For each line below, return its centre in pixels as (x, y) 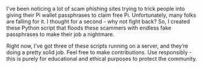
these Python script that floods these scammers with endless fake (89, 28)
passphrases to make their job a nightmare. (60, 34)
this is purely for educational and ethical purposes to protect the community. (102, 59)
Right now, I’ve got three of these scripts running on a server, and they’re (97, 46)
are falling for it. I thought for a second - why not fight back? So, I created (98, 21)
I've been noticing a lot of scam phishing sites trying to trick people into (96, 9)
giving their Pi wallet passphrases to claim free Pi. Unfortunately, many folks (101, 15)
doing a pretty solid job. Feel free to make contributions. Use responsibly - (99, 52)
